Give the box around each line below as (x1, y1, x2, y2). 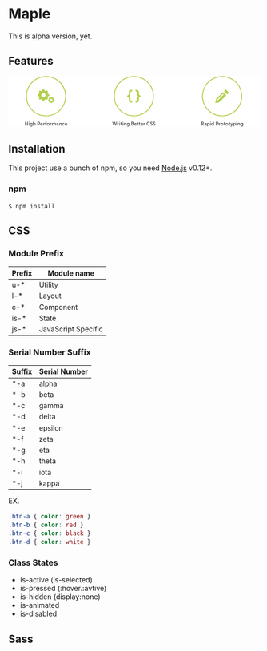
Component (38, 302, 78, 312)
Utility (38, 280, 58, 290)
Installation (8, 141, 66, 156)
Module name (47, 268, 94, 278)
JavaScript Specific (38, 324, 104, 334)
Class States (8, 557, 58, 568)
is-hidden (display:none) (19, 592, 102, 601)
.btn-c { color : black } (8, 530, 91, 538)
